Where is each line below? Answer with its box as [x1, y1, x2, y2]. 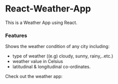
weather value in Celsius [12, 58, 63, 64]
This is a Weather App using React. [5, 19, 77, 25]
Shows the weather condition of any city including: [5, 43, 110, 49]
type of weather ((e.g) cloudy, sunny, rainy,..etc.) [12, 53, 113, 59]
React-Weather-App [5, 3, 91, 14]
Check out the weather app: [5, 73, 63, 79]
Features [5, 32, 27, 39]
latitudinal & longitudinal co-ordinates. [12, 63, 91, 70]
